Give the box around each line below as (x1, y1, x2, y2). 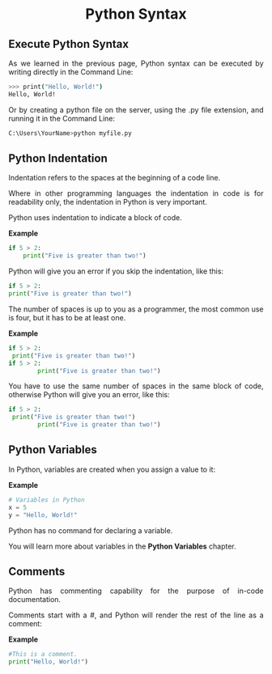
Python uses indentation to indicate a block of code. (8, 213, 182, 223)
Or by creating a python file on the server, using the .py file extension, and (8, 104, 264, 114)
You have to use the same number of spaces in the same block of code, (8, 381, 264, 391)
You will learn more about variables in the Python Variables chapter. (8, 541, 236, 551)
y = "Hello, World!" (8, 511, 79, 519)
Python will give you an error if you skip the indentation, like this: (8, 266, 224, 276)
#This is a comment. (8, 651, 79, 659)
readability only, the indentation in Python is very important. (8, 197, 208, 207)
